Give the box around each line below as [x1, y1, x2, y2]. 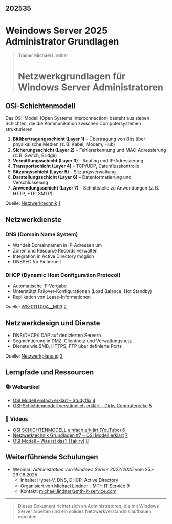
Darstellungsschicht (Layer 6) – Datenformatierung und [12, 174, 132, 180]
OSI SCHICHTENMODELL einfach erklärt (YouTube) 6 [12, 427, 125, 433]
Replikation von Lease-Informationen [12, 294, 91, 300]
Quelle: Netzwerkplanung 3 [5, 353, 63, 359]
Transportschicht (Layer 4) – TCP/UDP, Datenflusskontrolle [12, 163, 140, 170]
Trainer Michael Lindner [17, 52, 68, 58]
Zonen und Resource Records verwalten [12, 248, 98, 254]
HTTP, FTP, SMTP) [12, 191, 53, 197]
